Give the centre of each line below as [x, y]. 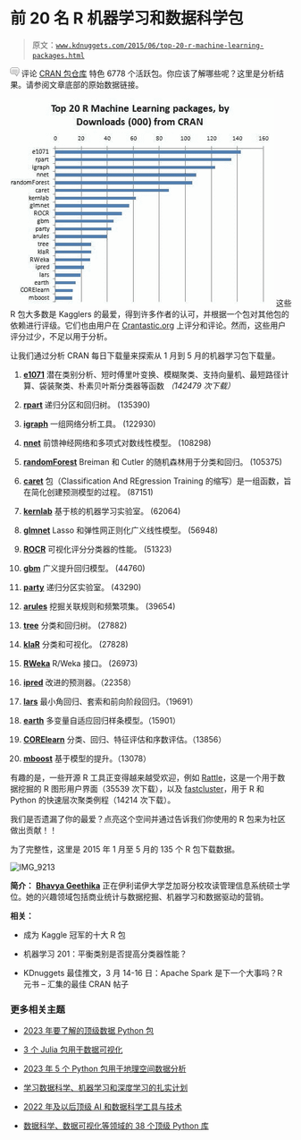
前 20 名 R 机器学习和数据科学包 [127, 18]
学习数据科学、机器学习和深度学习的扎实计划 [105, 1088]
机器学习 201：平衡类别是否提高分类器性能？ [105, 954]
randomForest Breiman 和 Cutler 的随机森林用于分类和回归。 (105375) [152, 461]
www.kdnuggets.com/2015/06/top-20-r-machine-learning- [160, 46]
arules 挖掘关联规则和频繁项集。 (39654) [99, 606]
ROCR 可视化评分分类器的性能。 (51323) [97, 549]
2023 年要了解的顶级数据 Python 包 [88, 1031]
